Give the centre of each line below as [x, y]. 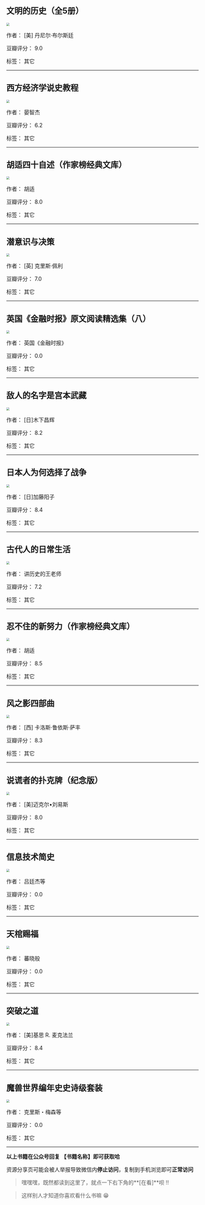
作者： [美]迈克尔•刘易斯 [38, 804]
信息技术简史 [31, 857]
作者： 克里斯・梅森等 [34, 1112]
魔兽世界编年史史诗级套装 [54, 1088]
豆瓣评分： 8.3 [24, 740]
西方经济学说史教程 [42, 88]
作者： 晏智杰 [23, 112]
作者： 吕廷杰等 [26, 881]
